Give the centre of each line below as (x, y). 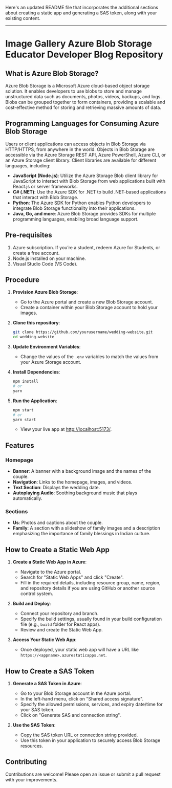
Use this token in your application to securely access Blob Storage (90, 740)
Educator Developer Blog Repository (84, 54)
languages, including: (28, 165)
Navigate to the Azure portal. (51, 572)
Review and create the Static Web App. (62, 630)
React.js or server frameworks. (45, 186)
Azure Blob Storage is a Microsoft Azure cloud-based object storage (78, 86)
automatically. (27, 498)
